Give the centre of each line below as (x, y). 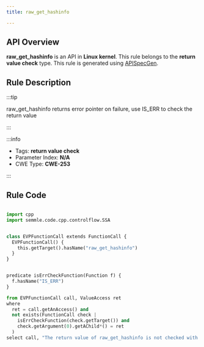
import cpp (20, 214)
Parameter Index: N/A (42, 158)
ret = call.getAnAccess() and (50, 309)
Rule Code (27, 195)
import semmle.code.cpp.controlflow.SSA (59, 220)
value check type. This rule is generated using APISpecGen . (82, 63)
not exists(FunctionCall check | (54, 315)
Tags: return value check (47, 151)
